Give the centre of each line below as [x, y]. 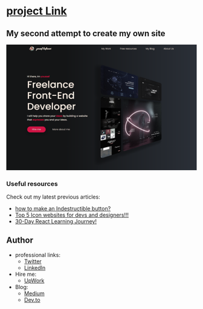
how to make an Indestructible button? [63, 209]
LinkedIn [35, 267]
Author [20, 241]
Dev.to [32, 299]
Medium [34, 293]
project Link [37, 11]
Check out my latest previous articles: [53, 197]
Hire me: [26, 274]
